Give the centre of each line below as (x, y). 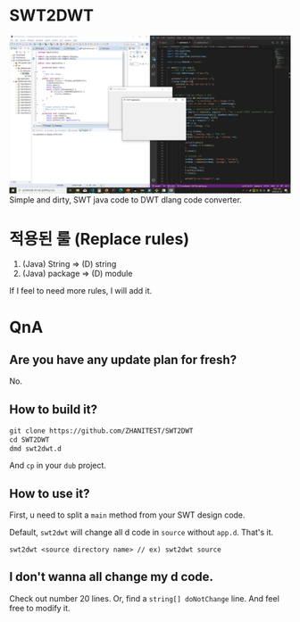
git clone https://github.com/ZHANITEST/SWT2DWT (101, 431)
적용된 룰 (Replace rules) (100, 239)
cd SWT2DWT (29, 440)
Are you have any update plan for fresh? (123, 359)
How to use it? (50, 493)
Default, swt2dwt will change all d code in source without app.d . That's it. (142, 532)
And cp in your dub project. (58, 466)
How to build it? (54, 409)
